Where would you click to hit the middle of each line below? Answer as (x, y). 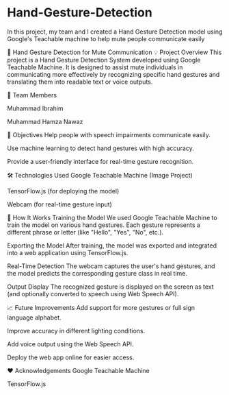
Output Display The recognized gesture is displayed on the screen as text (110, 287)
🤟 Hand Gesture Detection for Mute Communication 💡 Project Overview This (114, 52)
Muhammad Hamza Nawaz (45, 121)
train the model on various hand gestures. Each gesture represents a (104, 225)
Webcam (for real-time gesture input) (60, 204)
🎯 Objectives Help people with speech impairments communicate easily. (109, 134)
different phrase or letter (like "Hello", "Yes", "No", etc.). (85, 232)
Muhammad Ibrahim (35, 108)
